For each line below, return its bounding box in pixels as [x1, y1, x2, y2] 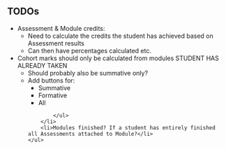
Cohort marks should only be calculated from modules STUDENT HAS [17, 54, 220, 62]
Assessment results [27, 38, 85, 48]
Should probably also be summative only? [27, 69, 149, 77]
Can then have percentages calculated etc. [27, 46, 152, 55]
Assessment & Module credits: [17, 24, 105, 32]
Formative [38, 91, 68, 99]
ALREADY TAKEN [17, 61, 68, 69]
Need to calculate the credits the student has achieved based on [27, 31, 214, 40]
